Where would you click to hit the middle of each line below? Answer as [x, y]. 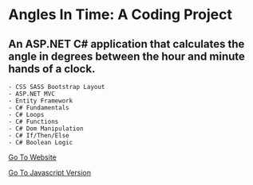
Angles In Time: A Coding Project [121, 15]
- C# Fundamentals [39, 108]
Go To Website [33, 157]
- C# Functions [34, 121]
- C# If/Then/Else [39, 136]
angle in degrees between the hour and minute [127, 56]
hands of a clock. [52, 69]
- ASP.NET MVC [32, 94]
